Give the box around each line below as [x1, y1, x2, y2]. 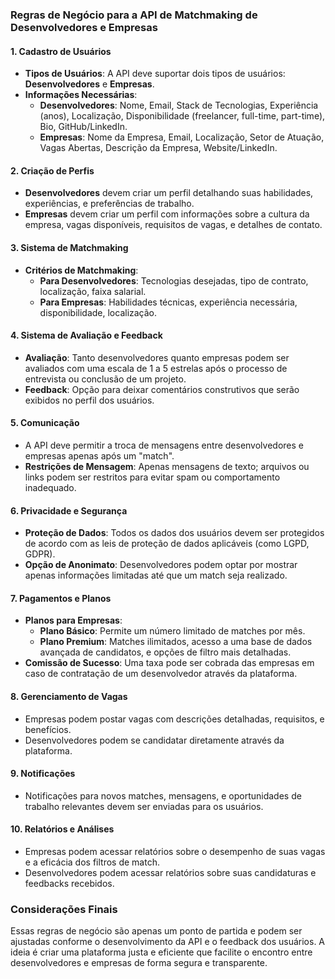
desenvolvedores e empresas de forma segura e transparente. [10, 957, 268, 969]
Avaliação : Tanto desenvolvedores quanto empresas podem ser [24, 351, 290, 363]
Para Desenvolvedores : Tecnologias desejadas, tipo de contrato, [39, 274, 309, 287]
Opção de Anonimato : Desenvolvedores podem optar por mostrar [24, 559, 298, 571]
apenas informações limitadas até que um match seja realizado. [24, 569, 288, 582]
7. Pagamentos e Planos [10, 592, 112, 604]
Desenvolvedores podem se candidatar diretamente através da [24, 734, 285, 746]
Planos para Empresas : [24, 614, 123, 627]
